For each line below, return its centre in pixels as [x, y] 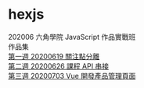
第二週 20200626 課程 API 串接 [59, 66]
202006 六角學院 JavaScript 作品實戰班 [72, 37]
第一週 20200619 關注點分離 [54, 56]
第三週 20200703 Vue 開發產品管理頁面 [72, 76]
